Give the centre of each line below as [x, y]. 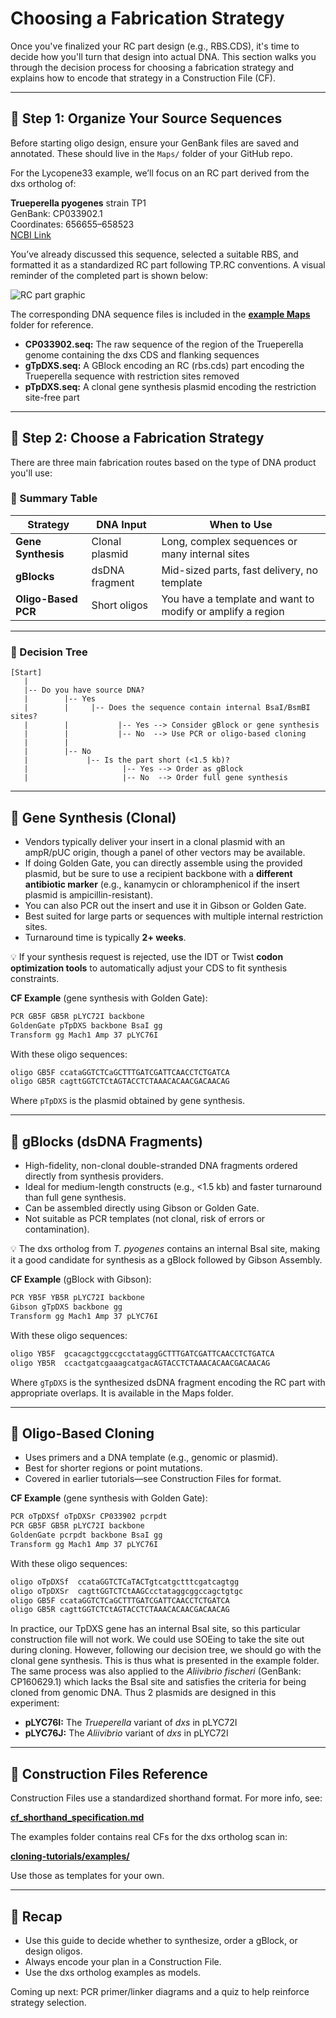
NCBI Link [31, 234]
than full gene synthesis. [75, 1198]
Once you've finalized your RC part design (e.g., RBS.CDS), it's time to [155, 46]
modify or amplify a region [223, 611]
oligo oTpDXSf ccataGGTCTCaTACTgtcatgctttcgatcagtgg [125, 1582]
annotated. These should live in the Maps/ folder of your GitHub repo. [151, 153]
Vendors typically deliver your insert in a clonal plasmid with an [155, 841]
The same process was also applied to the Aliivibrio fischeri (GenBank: [156, 1671]
